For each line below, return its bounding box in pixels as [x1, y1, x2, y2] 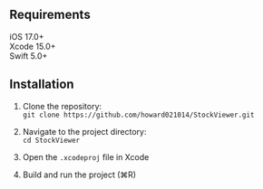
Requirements [9, 7, 91, 23]
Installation [9, 77, 74, 92]
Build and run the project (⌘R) [22, 169, 137, 180]
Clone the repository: [22, 100, 102, 111]
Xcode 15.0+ [9, 41, 56, 52]
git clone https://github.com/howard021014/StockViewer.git [22, 110, 255, 119]
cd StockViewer [22, 136, 81, 145]
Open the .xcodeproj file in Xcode [22, 151, 150, 162]
